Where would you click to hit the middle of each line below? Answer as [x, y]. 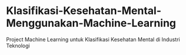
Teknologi [18, 46]
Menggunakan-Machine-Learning [91, 23]
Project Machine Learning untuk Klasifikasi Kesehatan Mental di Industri [93, 39]
